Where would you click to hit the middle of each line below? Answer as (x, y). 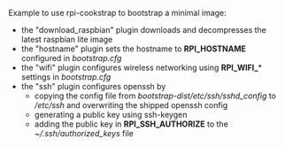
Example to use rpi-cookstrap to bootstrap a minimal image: (117, 13)
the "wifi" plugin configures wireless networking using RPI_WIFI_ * (142, 67)
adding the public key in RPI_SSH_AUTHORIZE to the (131, 124)
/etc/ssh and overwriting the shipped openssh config (131, 105)
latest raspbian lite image (67, 39)
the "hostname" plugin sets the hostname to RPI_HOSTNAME (134, 49)
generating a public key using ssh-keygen (111, 115)
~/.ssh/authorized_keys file (84, 133)
